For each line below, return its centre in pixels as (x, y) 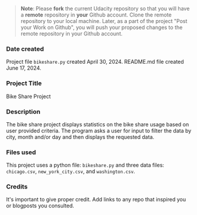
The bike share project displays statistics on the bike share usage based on (98, 124)
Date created (25, 48)
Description (23, 112)
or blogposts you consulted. (40, 206)
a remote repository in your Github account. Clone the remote (96, 15)
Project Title (24, 83)
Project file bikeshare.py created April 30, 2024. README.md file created (95, 62)
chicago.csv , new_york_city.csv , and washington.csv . (71, 171)
